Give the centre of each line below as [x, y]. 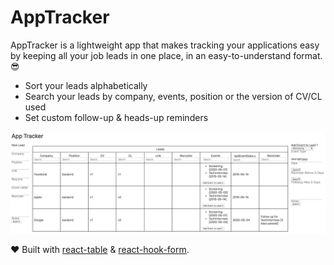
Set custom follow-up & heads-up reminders [116, 117]
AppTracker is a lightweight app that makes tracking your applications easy [165, 45]
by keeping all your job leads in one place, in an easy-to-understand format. [166, 55]
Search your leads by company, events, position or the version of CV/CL [173, 96]
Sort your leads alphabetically [86, 85]
